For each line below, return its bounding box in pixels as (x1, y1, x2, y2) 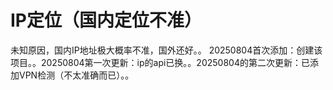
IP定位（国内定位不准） (10, 9, 203, 32)
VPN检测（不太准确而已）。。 (18, 69, 135, 81)
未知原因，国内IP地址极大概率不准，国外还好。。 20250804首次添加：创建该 (10, 44, 323, 56)
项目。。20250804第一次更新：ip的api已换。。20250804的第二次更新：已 (10, 56, 310, 68)
